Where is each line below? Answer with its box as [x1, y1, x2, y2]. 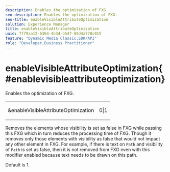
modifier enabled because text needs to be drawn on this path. [5, 152, 138, 158]
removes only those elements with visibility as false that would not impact [5, 135, 160, 141]
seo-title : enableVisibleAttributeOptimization [5, 17, 109, 22]
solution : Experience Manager [5, 21, 70, 27]
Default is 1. [5, 161, 30, 168]
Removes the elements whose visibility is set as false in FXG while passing [5, 125, 162, 131]
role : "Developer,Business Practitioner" [5, 41, 95, 46]
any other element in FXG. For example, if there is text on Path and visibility [5, 141, 163, 147]
